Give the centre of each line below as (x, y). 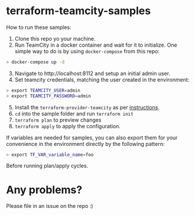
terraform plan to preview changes (58, 120)
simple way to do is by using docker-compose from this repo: (87, 51)
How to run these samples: (39, 27)
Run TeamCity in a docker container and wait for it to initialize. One (96, 45)
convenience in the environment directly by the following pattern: (85, 144)
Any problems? (44, 190)
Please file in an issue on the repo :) (50, 206)
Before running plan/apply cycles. (47, 166)
